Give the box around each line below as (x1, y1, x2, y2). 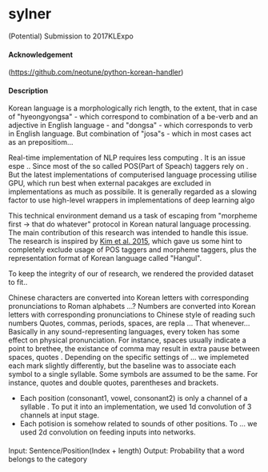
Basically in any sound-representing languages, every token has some (8, 327, 240, 337)
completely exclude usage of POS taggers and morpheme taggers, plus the (8, 245, 258, 254)
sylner (8, 5, 52, 23)
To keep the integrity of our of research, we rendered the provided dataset (8, 269, 254, 278)
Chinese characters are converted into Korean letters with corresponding (8, 293, 250, 302)
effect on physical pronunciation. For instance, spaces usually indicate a (8, 335, 246, 345)
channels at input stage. (19, 410, 100, 420)
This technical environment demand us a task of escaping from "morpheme (8, 211, 258, 221)
